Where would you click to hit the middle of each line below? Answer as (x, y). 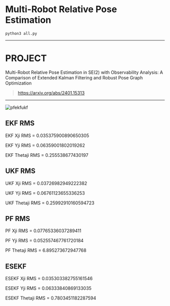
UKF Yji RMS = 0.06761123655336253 (45, 193)
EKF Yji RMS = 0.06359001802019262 (45, 145)
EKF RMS (20, 123)
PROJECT (26, 58)
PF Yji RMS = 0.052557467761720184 (45, 241)
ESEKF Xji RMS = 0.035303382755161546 (49, 279)
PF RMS (18, 218)
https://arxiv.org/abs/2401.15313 (51, 93)
